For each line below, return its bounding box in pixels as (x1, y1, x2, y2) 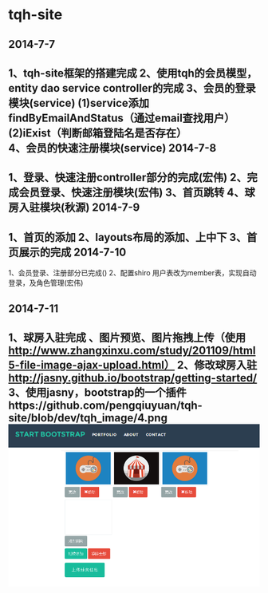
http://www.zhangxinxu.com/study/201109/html (8, 343, 256, 357)
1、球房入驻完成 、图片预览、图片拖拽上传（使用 (8, 330, 246, 344)
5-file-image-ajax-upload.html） (8, 358, 175, 372)
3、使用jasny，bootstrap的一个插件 (8, 385, 187, 399)
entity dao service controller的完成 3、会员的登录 (8, 81, 257, 95)
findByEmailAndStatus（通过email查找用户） (8, 111, 235, 125)
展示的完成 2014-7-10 (18, 245, 127, 259)
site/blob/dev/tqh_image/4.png (8, 411, 167, 425)
